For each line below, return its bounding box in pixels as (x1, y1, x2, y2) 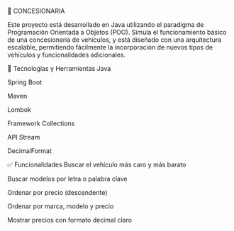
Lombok (7, 106, 32, 113)
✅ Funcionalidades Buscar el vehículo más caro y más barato (7, 160, 186, 169)
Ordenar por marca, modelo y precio (7, 202, 114, 210)
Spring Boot (7, 78, 43, 86)
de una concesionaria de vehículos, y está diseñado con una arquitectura (7, 35, 222, 44)
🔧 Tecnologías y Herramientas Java (7, 64, 111, 72)
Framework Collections (7, 119, 75, 128)
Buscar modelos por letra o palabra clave (7, 174, 128, 183)
